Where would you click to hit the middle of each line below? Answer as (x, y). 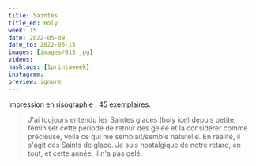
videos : (21, 60)
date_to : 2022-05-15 (42, 45)
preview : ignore (35, 81)
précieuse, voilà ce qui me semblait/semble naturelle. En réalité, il (134, 136)
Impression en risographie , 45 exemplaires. (80, 104)
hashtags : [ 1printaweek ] (49, 67)
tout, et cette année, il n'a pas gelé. (85, 153)
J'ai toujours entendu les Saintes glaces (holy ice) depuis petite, (132, 119)
